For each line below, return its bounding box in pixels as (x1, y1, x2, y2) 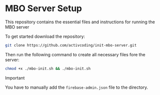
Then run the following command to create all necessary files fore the (5, 51, 146, 57)
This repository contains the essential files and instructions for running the (5, 19, 155, 25)
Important (5, 75, 25, 80)
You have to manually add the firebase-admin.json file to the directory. (5, 84, 148, 90)
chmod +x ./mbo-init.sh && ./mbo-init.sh (5, 66, 91, 71)
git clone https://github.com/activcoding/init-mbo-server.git (5, 43, 137, 47)
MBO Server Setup (5, 3, 82, 14)
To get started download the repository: (5, 33, 85, 39)
